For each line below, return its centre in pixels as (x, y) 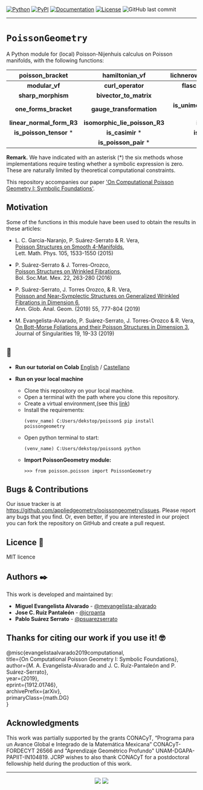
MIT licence (21, 557)
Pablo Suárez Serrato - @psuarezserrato (66, 619)
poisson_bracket (43, 75)
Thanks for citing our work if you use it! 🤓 (86, 638)
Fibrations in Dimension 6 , (47, 302)
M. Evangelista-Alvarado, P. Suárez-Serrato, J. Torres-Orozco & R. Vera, (105, 320)
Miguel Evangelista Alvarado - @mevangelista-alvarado (86, 606)
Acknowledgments (43, 723)
